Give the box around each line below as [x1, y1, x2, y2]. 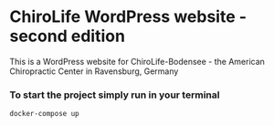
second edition [9, 26, 126, 47]
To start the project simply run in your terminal [9, 89, 220, 101]
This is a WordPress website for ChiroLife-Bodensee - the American [9, 56, 265, 67]
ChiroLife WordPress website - [9, 6, 248, 27]
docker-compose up [9, 110, 79, 119]
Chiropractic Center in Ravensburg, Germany [9, 66, 179, 77]
